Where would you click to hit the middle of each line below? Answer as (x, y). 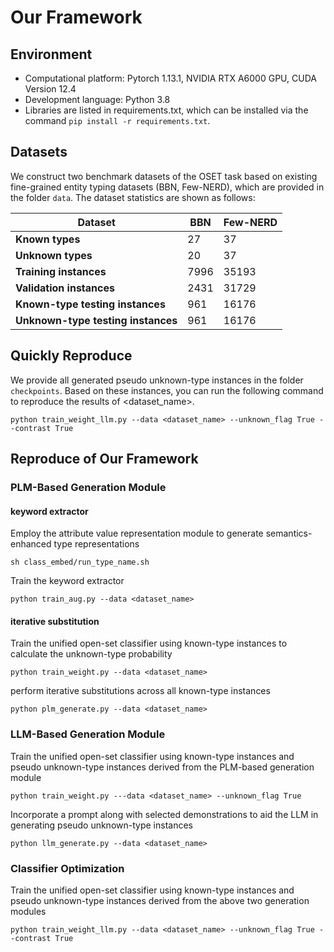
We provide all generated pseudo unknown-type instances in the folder (157, 380)
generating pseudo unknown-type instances (101, 825)
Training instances (61, 271)
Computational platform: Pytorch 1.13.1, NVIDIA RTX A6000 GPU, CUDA (170, 78)
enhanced (31, 544)
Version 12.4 (50, 89)
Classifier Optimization (67, 868)
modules (28, 911)
